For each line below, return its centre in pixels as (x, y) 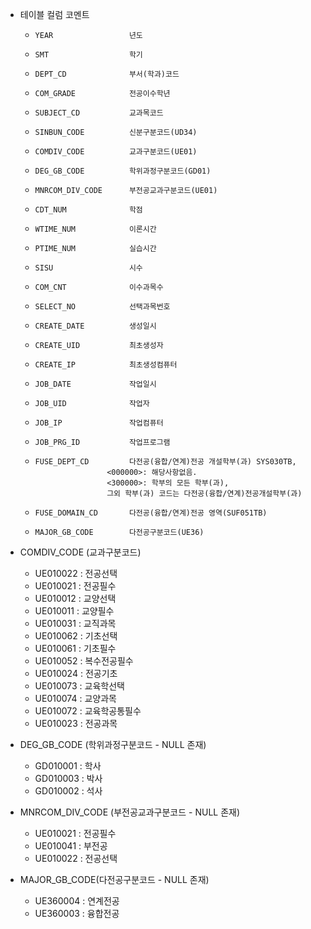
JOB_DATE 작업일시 (95, 384)
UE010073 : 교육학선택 (79, 686)
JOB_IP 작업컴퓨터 (99, 423)
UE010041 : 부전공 (71, 846)
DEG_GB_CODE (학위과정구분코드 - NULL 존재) (113, 744)
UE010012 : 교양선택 (75, 598)
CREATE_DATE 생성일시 (95, 326)
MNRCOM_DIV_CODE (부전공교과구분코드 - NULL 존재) (130, 812)
